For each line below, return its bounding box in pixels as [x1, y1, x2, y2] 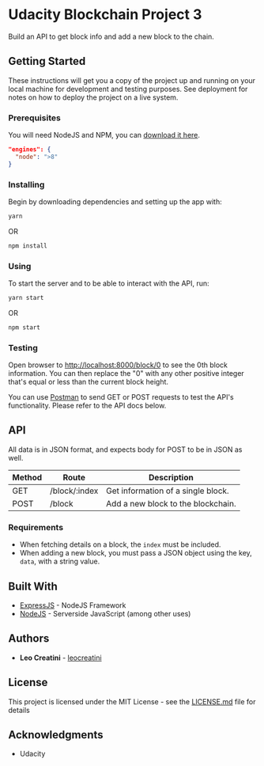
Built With [8, 579, 58, 593]
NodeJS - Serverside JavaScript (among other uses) [19, 609, 191, 618]
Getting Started [8, 55, 86, 68]
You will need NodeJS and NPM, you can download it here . [8, 131, 200, 140]
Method [12, 472, 43, 483]
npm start [8, 323, 41, 332]
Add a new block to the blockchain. [106, 498, 236, 509]
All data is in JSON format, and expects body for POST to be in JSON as [8, 445, 243, 454]
